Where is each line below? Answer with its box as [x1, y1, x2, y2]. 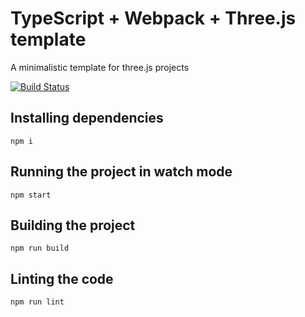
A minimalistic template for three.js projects [10, 61, 190, 73]
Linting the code [10, 270, 114, 287]
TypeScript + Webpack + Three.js [10, 7, 297, 30]
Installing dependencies [10, 110, 164, 127]
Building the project [10, 217, 136, 234]
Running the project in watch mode [10, 163, 233, 181]
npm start [10, 190, 52, 200]
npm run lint [10, 297, 65, 307]
